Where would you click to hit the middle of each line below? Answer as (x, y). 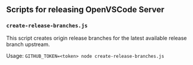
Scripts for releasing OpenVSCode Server (85, 10)
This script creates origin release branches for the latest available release (96, 38)
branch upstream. (28, 44)
